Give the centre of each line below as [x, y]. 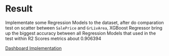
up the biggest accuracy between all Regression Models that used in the [80, 33]
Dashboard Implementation [34, 48]
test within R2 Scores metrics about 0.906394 [53, 38]
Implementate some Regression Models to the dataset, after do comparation [85, 22]
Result [19, 9]
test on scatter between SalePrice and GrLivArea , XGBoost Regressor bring [84, 27]
